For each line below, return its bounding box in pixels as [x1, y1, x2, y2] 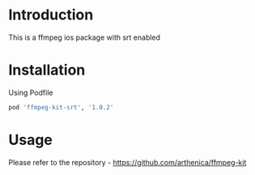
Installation [8, 61, 86, 79]
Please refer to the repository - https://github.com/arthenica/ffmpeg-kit [8, 157, 247, 167]
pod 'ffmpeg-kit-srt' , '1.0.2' [8, 103, 114, 111]
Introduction [8, 6, 94, 24]
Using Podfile [8, 87, 53, 97]
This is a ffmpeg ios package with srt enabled [8, 32, 160, 42]
